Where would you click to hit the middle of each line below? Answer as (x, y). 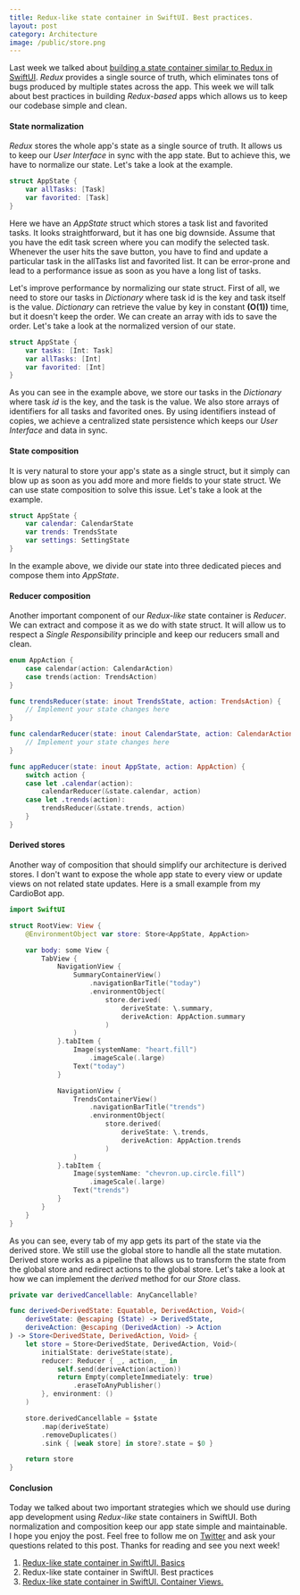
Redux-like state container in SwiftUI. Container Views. (123, 1582)
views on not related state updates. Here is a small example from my (135, 884)
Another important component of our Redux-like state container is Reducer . (148, 616)
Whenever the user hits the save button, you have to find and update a (139, 252)
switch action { (56, 775)
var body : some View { (67, 950)
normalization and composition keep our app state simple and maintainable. (149, 1526)
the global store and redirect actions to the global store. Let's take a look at (147, 1269)
